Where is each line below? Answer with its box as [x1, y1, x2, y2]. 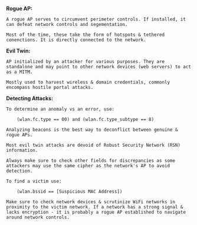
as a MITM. [6, 69, 33, 75]
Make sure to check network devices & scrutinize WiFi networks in [6, 199, 176, 205]
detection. [6, 168, 33, 174]
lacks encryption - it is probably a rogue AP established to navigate [6, 209, 186, 215]
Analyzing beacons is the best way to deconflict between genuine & [6, 127, 178, 133]
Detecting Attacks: [6, 95, 54, 102]
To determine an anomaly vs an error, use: [6, 106, 115, 112]
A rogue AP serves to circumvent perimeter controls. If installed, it [6, 16, 186, 22]
